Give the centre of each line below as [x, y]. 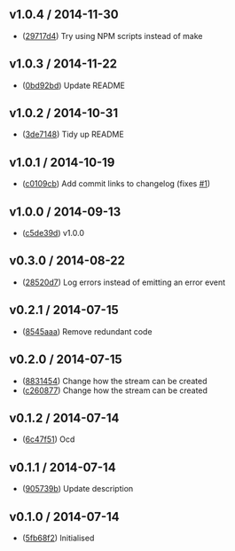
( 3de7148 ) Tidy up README [73, 134]
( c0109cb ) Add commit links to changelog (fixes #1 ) [116, 184]
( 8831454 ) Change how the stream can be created [114, 381]
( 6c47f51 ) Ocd [48, 439]
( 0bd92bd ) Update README [74, 85]
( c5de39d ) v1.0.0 [53, 233]
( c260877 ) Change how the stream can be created [115, 390]
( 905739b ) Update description [78, 489]
